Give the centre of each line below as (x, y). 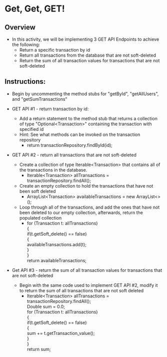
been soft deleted (37, 191)
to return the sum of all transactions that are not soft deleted (81, 290)
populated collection (40, 218)
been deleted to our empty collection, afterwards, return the (81, 212)
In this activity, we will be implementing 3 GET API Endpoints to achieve (85, 39)
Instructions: (25, 81)
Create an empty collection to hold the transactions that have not (86, 186)
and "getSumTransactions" (40, 99)
